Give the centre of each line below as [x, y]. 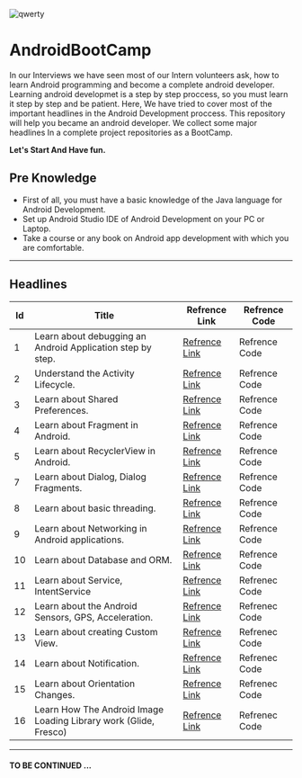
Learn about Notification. [87, 663]
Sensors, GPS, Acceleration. [94, 617]
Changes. [55, 694]
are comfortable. [53, 247]
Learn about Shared [76, 398]
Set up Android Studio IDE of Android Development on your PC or [143, 219]
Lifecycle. [55, 384]
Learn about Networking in [91, 528]
